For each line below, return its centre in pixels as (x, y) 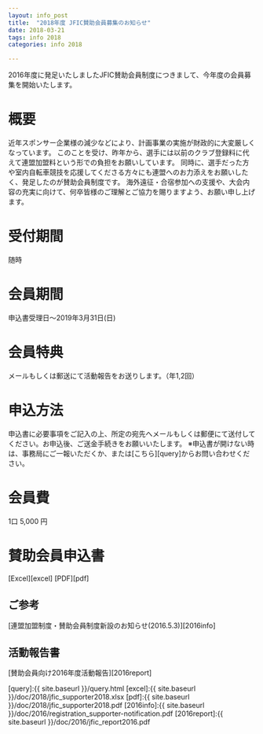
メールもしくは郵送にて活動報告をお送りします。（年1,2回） (103, 375)
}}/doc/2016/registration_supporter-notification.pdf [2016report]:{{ (116, 714)
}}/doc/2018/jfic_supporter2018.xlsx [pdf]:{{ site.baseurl (99, 697)
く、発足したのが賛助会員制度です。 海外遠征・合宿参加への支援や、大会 (126, 183)
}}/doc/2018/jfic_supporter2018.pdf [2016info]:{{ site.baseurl (106, 706)
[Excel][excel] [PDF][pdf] (49, 578)
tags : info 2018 (35, 37)
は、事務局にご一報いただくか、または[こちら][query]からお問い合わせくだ (129, 453)
